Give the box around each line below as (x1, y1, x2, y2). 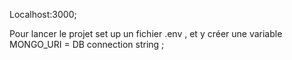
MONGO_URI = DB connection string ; (9, 39, 165, 50)
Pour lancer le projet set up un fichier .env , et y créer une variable (9, 28, 283, 39)
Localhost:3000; (9, 9, 77, 20)
